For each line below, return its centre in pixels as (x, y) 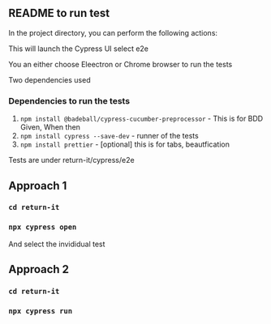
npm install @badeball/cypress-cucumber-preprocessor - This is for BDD (142, 119)
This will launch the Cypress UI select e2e (78, 49)
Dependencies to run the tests (69, 100)
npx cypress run (41, 311)
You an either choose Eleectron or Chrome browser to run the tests (120, 64)
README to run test (59, 13)
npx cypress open (43, 227)
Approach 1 (38, 185)
